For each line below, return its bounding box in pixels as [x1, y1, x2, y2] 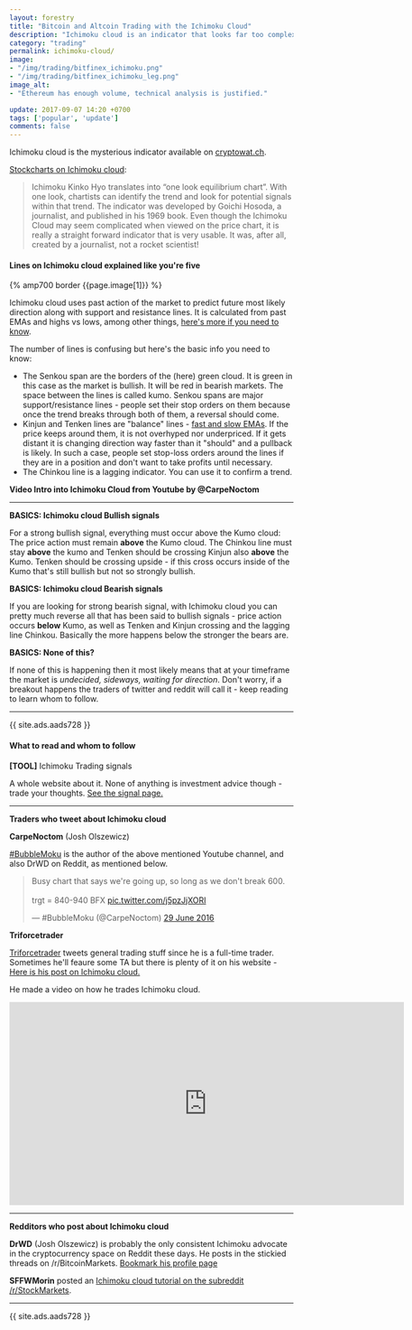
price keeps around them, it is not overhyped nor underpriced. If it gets [22, 428, 287, 439]
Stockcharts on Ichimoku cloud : [9, 164, 127, 175]
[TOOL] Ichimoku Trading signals [9, 760, 133, 771]
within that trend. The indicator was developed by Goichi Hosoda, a [31, 200, 282, 212]
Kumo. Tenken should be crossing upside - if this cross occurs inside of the [9, 556, 290, 567]
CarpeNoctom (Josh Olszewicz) [9, 831, 130, 842]
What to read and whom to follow [9, 739, 136, 750]
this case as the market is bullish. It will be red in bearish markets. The [22, 380, 284, 391]
